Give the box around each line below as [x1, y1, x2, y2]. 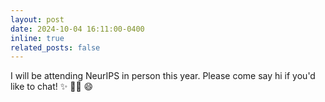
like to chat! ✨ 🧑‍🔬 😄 [10, 81, 94, 93]
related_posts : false [10, 42, 101, 53]
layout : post [10, 14, 65, 25]
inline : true [10, 33, 65, 43]
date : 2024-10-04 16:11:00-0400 [10, 24, 145, 34]
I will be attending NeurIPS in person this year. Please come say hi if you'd [10, 70, 316, 82]
